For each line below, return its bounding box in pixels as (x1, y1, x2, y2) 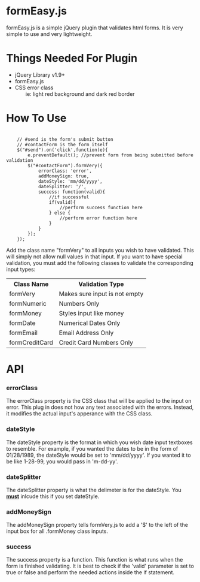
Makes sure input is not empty (59, 290, 144, 298)
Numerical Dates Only (59, 319, 121, 327)
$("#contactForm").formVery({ (27, 162, 103, 168)
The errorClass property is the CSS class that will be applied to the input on (6, 397, 192, 405)
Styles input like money (59, 309, 124, 317)
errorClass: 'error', (38, 168, 93, 174)
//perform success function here (59, 204, 143, 210)
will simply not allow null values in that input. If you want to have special (6, 253, 183, 260)
